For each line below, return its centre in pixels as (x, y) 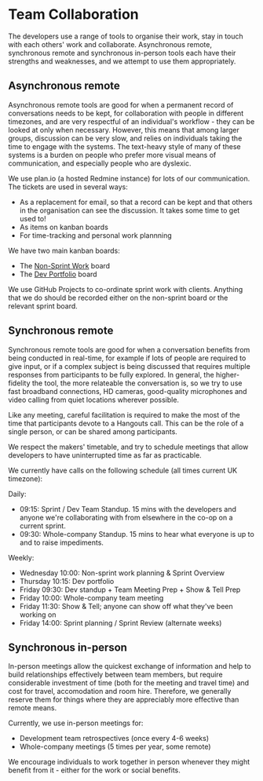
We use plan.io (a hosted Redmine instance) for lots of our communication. (129, 178)
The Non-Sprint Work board (65, 265)
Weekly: (21, 557)
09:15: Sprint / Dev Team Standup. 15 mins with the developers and (128, 509)
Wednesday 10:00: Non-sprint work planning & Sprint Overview (122, 573)
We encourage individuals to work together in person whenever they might (129, 762)
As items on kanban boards (64, 227)
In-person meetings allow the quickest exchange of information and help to (130, 666)
